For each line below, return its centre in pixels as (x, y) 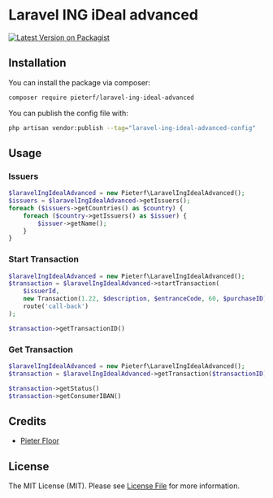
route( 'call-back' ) (56, 306)
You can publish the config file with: (68, 113)
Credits (28, 421)
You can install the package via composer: (79, 82)
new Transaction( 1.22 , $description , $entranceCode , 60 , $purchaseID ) (145, 299)
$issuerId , (41, 291)
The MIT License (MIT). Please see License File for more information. (124, 486)
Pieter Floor (39, 441)
